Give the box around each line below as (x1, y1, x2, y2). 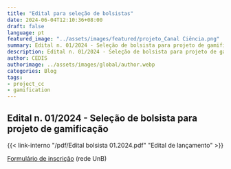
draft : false (7, 23, 45, 30)
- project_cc (7, 80, 45, 87)
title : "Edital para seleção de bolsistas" (7, 10, 134, 17)
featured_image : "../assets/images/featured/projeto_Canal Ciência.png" (7, 36, 220, 43)
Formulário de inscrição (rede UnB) (7, 154, 107, 162)
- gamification (7, 87, 51, 93)
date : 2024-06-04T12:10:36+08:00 (7, 16, 103, 23)
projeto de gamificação (7, 123, 109, 135)
